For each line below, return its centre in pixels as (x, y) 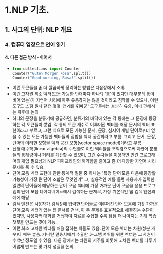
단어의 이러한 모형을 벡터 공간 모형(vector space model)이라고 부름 (77, 143)
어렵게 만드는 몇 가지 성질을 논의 (43, 247)
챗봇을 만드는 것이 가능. (34, 222)
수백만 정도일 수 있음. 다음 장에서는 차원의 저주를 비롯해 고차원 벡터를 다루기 (84, 240)
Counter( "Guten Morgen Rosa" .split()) (51, 73)
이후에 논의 (28, 112)
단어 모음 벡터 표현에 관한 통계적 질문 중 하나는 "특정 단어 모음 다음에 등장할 (84, 173)
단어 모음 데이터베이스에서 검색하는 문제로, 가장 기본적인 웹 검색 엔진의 (88, 191)
